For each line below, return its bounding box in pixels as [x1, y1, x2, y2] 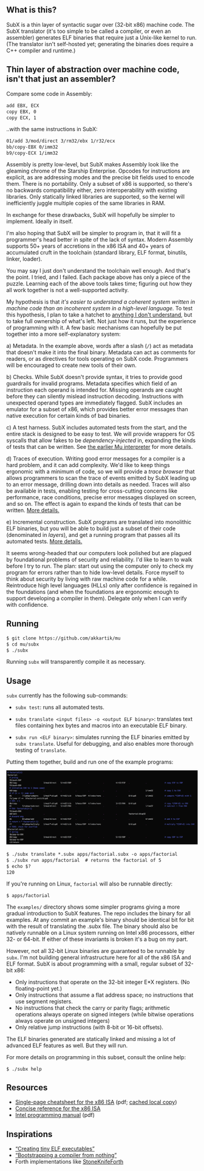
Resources [6, 1082, 48, 1093]
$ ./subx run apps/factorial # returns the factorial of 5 [6, 857, 162, 863]
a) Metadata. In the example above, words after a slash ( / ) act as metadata [6, 342, 193, 349]
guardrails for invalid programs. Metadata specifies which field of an [6, 380, 177, 387]
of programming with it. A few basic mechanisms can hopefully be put [6, 324, 182, 331]
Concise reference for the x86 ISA [15, 1105, 101, 1112]
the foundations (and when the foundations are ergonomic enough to [6, 588, 179, 595]
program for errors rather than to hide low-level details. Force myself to [6, 568, 185, 576]
